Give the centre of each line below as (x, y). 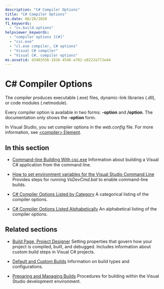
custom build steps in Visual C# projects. (54, 252)
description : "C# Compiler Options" (42, 10)
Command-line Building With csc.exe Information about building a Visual (85, 159)
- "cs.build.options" (32, 28)
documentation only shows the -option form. (51, 118)
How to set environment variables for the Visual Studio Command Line (83, 174)
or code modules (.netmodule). (36, 103)
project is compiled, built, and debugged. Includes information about (82, 246)
